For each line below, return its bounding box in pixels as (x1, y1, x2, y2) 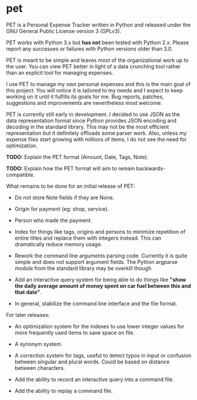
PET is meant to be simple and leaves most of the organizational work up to (6, 57, 189, 64)
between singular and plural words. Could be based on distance (14, 358, 170, 365)
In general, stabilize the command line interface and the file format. (14, 300, 178, 307)
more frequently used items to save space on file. (14, 329, 135, 336)
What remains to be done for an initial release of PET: (6, 182, 135, 190)
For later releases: (6, 311, 50, 318)
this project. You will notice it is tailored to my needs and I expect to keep (6, 87, 183, 94)
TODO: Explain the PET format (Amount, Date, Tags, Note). (6, 153, 149, 160)
